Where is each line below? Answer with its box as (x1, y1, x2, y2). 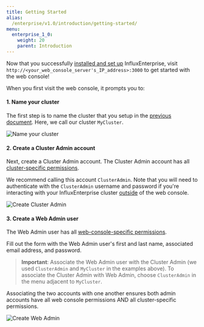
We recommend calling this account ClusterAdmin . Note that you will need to (6, 176, 198, 184)
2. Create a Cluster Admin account (6, 144, 96, 151)
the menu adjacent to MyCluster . (21, 278, 102, 286)
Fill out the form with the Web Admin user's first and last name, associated (6, 240, 193, 248)
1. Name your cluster (6, 98, 60, 106)
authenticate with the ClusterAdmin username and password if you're (6, 182, 180, 190)
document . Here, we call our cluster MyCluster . (6, 118, 124, 126)
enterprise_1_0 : (12, 32, 53, 38)
